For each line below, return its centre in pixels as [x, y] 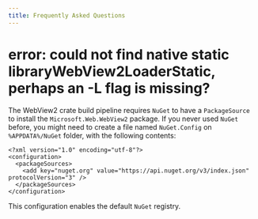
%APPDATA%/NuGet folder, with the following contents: [92, 135]
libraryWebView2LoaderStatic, [112, 71]
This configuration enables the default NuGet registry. [95, 206]
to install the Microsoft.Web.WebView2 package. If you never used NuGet [123, 119]
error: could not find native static [119, 54]
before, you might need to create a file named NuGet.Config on [110, 126]
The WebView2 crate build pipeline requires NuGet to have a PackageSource [129, 110]
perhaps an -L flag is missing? [109, 88]
